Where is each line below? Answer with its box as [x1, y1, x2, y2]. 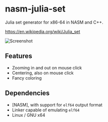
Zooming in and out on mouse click [12, 65, 82, 70]
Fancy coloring [12, 75, 42, 81]
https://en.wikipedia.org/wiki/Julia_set [5, 28, 81, 34]
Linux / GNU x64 [12, 112, 45, 118]
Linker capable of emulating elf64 [12, 107, 80, 113]
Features [5, 52, 32, 60]
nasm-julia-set [5, 3, 66, 14]
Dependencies [5, 89, 50, 97]
